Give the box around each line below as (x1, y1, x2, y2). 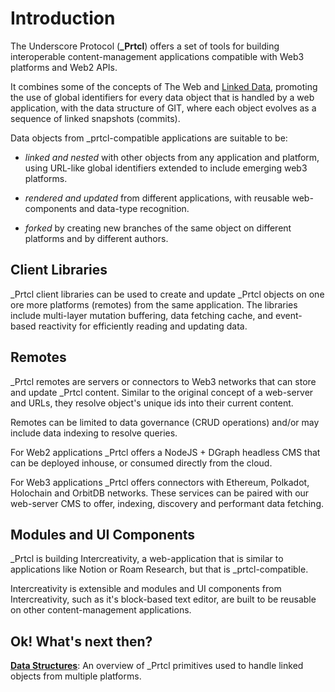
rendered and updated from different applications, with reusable (24, 192, 290, 204)
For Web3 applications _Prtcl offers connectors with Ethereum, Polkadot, (10, 476, 310, 488)
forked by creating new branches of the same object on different (24, 222, 292, 234)
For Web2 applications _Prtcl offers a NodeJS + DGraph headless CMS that (10, 446, 321, 458)
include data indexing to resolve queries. (10, 427, 178, 439)
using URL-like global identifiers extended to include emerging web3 (24, 162, 308, 174)
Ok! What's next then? (10, 633, 153, 650)
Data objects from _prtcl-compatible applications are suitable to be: (10, 132, 288, 144)
